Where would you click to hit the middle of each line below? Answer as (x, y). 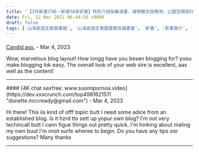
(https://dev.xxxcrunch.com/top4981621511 (59, 94)
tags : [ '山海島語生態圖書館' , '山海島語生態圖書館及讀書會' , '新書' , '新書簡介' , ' (100, 28)
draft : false (22, 22)
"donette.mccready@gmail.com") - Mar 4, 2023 (65, 101)
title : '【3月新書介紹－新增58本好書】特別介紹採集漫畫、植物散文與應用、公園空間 (96, 12)
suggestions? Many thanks (39, 137)
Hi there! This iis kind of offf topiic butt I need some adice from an (86, 112)
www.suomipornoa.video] (96, 88)
